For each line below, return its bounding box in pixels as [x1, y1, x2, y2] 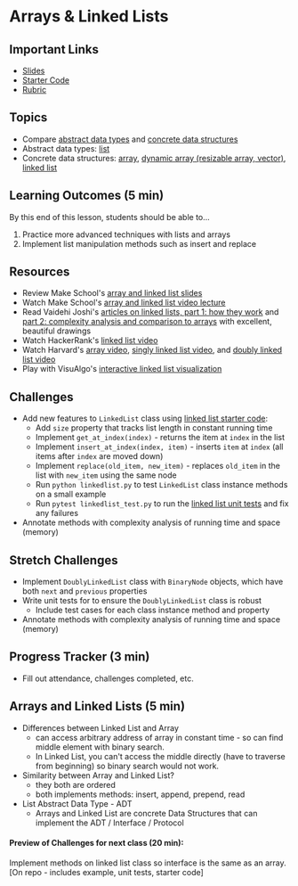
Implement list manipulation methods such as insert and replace [21, 238, 257, 249]
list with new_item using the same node [35, 470, 177, 480]
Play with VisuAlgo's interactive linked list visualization [21, 364, 222, 374]
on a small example [35, 488, 107, 500]
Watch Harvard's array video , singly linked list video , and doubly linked [21, 345, 283, 356]
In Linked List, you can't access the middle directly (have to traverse [35, 751, 286, 761]
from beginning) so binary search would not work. [35, 760, 220, 771]
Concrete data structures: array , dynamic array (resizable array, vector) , [21, 152, 286, 163]
